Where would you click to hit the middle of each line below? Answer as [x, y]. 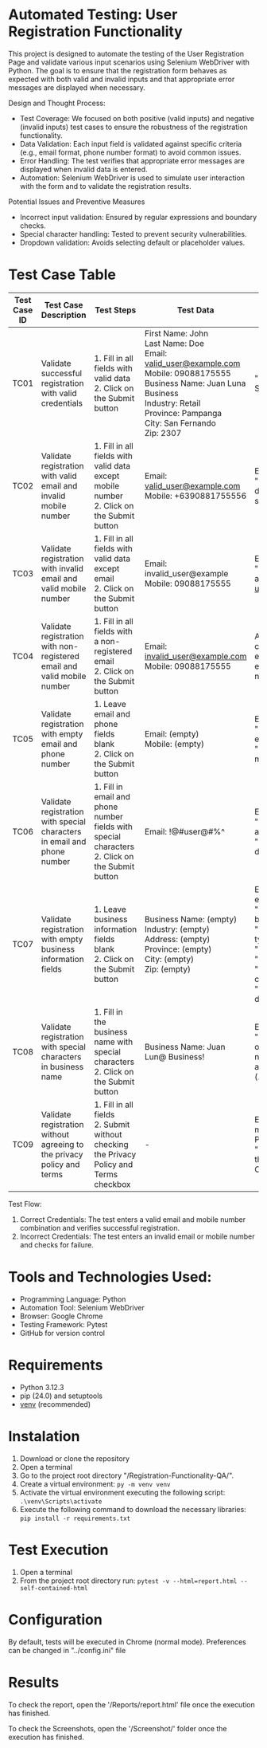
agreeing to [62, 1144]
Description [64, 315]
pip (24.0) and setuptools [61, 1396]
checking [111, 1144]
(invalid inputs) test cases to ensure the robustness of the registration [133, 127]
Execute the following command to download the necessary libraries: [133, 1509]
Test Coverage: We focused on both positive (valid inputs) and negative [137, 118]
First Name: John [176, 333]
